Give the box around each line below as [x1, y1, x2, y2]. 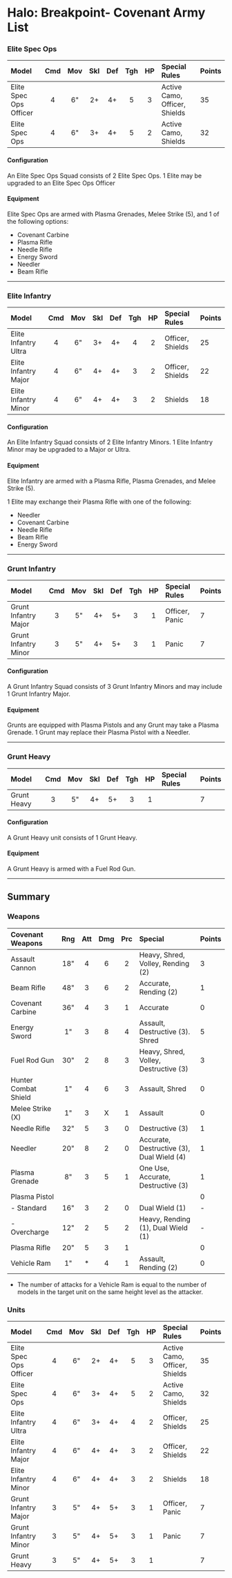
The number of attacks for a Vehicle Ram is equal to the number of [17, 1280, 207, 1289]
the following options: [7, 217, 69, 225]
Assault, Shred [139, 1083, 186, 1093]
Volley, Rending [139, 958, 190, 968]
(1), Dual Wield [139, 1223, 188, 1233]
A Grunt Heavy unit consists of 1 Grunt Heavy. [7, 833, 137, 842]
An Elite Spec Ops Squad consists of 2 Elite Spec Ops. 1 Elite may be [7, 171, 202, 180]
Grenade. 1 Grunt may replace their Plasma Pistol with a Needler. [7, 728, 191, 736]
